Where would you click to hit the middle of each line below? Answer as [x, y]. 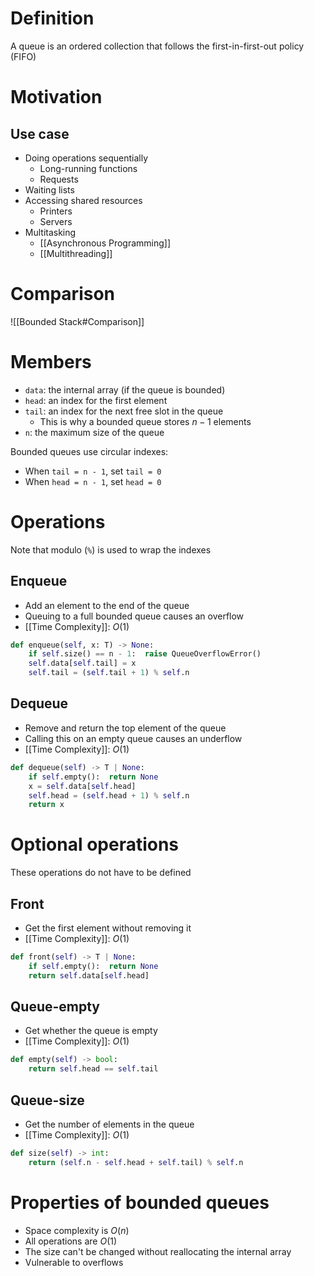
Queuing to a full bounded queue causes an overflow [134, 616]
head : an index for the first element [96, 400]
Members [51, 362]
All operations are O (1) [71, 1241]
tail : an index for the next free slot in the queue [124, 411]
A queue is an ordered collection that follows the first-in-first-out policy [157, 46]
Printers [56, 211]
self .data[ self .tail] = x [82, 663]
